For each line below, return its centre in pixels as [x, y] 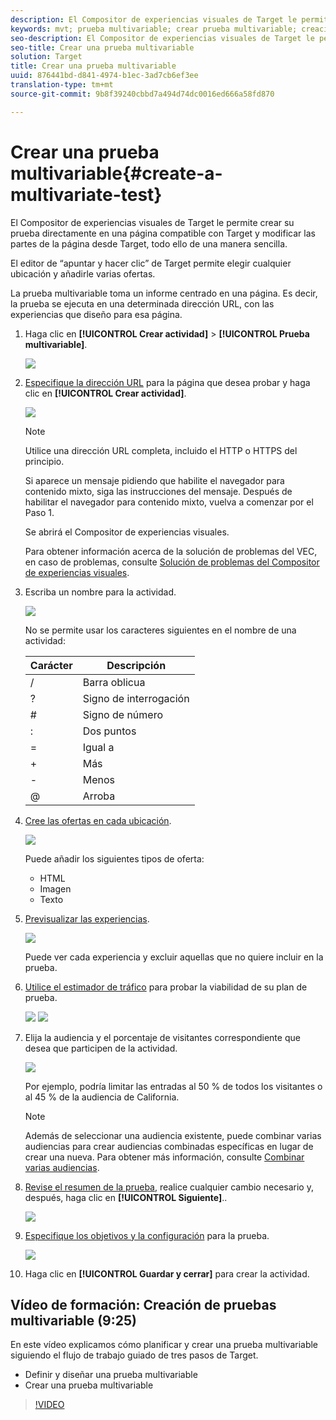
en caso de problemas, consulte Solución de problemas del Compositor [172, 562]
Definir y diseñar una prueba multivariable [111, 1375]
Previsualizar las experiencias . [87, 918]
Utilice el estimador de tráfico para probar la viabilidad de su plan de [166, 987]
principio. [44, 461]
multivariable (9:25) [73, 1320]
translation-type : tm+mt [62, 85]
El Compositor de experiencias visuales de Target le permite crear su [152, 222]
